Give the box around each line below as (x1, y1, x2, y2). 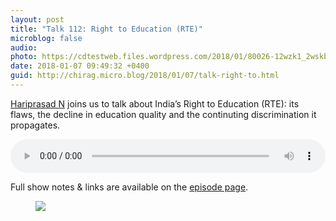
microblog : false (10, 33, 83, 43)
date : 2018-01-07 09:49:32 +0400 (10, 61, 150, 71)
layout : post (10, 14, 65, 25)
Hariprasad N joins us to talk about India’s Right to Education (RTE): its (10, 97, 300, 110)
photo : (10, 52, 38, 62)
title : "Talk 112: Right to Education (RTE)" (10, 24, 203, 34)
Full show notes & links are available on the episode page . (10, 181, 249, 193)
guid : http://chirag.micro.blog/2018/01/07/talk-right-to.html (10, 71, 280, 81)
